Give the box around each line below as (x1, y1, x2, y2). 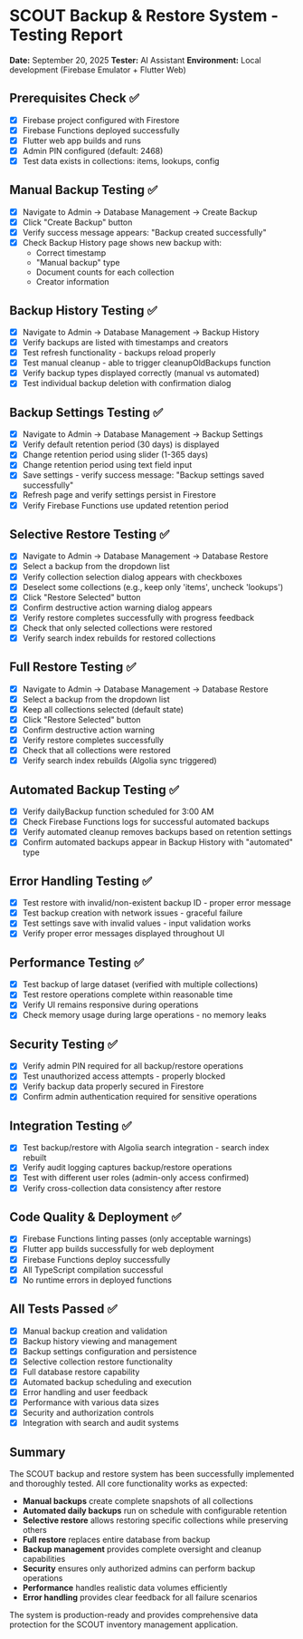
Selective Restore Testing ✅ (9, 527, 170, 542)
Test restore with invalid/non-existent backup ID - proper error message (22, 897, 291, 908)
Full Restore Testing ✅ (9, 659, 137, 675)
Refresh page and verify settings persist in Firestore (22, 490, 217, 500)
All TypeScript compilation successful (22, 1264, 164, 1275)
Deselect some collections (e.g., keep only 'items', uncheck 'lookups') (22, 581, 284, 592)
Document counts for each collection (35, 267, 175, 277)
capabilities (22, 1553, 66, 1564)
